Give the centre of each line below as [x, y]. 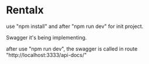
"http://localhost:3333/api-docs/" [46, 55]
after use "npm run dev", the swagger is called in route [72, 49]
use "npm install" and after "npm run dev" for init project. [75, 26]
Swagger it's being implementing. [46, 37]
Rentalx [25, 10]
